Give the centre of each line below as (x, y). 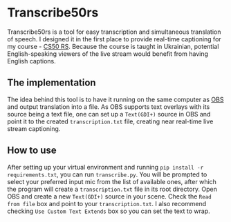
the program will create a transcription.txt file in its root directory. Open (112, 189)
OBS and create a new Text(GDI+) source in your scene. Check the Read (110, 196)
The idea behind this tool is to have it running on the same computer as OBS (115, 99)
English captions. (32, 61)
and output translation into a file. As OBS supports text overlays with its (109, 107)
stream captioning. (34, 128)
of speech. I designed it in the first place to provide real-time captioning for (114, 39)
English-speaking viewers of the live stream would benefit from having (108, 54)
